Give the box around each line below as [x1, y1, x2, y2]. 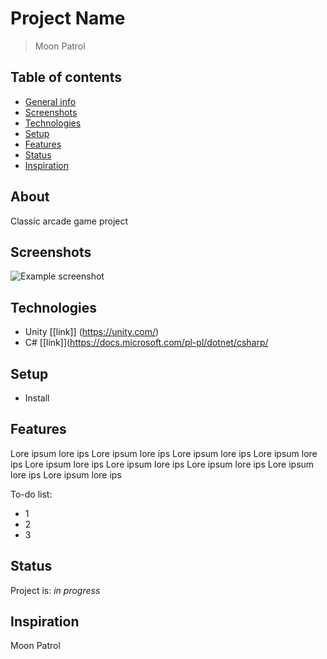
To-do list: [10, 488, 53, 500]
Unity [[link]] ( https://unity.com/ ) [24, 326, 160, 338]
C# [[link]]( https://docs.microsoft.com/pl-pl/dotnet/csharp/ [24, 337, 269, 349]
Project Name [10, 7, 126, 30]
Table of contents [10, 69, 122, 86]
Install [24, 392, 50, 404]
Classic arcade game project [10, 215, 129, 227]
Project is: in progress [10, 584, 101, 596]
